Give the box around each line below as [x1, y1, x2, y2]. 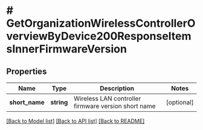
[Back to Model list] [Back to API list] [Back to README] [6, 117, 145, 125]
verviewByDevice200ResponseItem [6, 30, 192, 43]
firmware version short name [73, 102, 156, 110]
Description [99, 84, 135, 93]
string [50, 98, 68, 106]
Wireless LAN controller [73, 94, 141, 103]
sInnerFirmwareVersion [6, 42, 127, 56]
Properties [6, 66, 47, 76]
